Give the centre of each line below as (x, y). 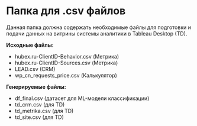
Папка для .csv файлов (66, 11)
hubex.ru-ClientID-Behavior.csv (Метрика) (67, 56)
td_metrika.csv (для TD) (44, 111)
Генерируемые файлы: (36, 86)
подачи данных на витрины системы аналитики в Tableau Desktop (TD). (97, 33)
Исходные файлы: (30, 45)
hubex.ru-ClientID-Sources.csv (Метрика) (66, 63)
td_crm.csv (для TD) (40, 104)
